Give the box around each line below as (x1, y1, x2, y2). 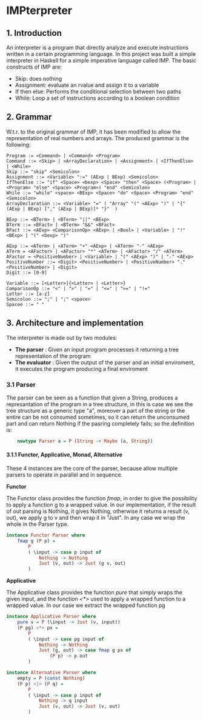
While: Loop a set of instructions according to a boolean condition (15, 95, 180, 101)
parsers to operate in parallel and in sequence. (6, 471, 123, 478)
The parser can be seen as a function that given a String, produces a (6, 394, 178, 401)
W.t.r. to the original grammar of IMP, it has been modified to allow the (6, 128, 181, 135)
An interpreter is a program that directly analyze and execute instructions (6, 44, 189, 51)
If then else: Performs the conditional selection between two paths (15, 88, 182, 95)
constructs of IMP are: (6, 63, 62, 70)
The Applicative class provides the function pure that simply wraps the (6, 589, 183, 596)
